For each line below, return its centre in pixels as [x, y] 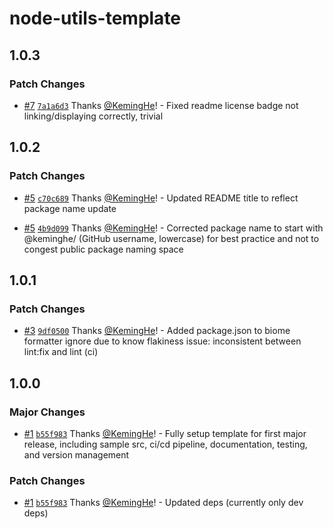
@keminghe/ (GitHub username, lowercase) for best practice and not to [171, 238]
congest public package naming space [103, 249]
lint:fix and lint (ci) [61, 352]
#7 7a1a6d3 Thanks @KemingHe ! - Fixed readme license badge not [161, 105]
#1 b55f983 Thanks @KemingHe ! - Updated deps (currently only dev [163, 503]
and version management [76, 454]
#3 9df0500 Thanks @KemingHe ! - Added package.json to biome [157, 331]
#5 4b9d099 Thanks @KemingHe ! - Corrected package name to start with [173, 228]
